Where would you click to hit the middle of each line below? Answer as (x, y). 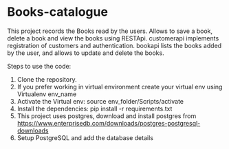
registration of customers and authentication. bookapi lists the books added (115, 45)
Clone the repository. (47, 79)
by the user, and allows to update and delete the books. (86, 53)
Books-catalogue (58, 12)
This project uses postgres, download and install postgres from (107, 116)
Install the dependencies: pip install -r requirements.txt (95, 108)
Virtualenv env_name (47, 94)
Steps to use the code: (39, 66)
